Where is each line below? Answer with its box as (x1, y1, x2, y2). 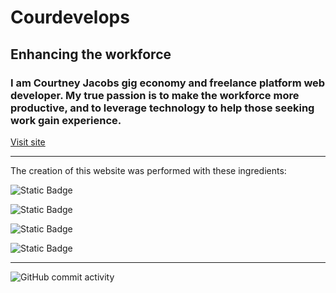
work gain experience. (10, 113, 122, 127)
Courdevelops (10, 6, 130, 29)
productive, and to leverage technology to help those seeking (10, 101, 315, 115)
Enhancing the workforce (10, 46, 172, 63)
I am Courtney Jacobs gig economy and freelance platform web (10, 76, 326, 90)
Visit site (10, 136, 46, 148)
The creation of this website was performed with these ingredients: (10, 164, 287, 176)
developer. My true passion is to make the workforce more (10, 88, 300, 102)
